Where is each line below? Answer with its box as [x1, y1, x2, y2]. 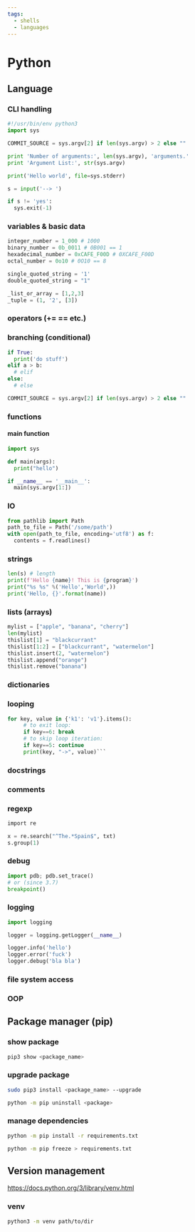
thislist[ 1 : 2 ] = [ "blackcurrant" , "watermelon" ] [7, 643, 154, 650]
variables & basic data [7, 222, 85, 232]
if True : [7, 349, 33, 356]
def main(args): [7, 458, 56, 465]
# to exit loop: [23, 722, 72, 729]
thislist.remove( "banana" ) [7, 663, 88, 671]
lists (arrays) [7, 607, 53, 617]
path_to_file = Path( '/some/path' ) [7, 524, 113, 531]
